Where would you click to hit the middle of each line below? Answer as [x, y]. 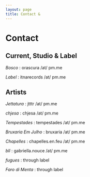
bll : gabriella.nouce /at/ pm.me [37, 151]
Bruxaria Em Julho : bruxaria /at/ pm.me [45, 132]
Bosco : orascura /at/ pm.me [34, 67]
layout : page [19, 9]
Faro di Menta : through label [34, 170]
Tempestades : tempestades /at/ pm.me [45, 123]
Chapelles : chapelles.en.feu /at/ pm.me [45, 142]
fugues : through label [28, 160]
